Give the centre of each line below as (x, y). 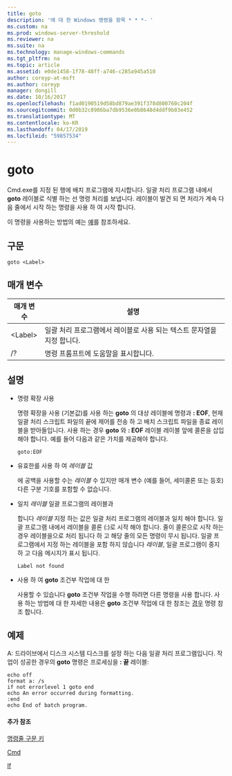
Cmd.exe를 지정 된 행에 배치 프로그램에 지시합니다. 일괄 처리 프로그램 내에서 (110, 190)
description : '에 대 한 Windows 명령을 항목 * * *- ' (80, 20)
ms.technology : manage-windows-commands (66, 53)
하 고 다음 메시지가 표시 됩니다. (58, 553)
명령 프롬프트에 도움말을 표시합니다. (99, 353)
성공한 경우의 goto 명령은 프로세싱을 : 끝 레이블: (85, 662)
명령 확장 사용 (36, 398)
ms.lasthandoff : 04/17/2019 (48, 129)
